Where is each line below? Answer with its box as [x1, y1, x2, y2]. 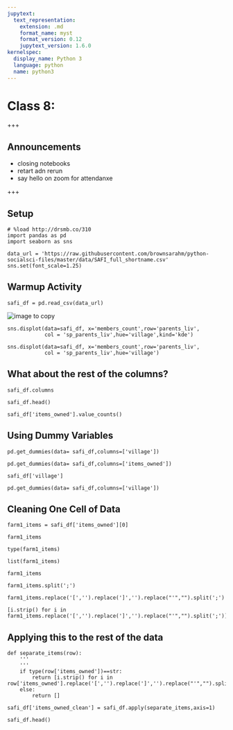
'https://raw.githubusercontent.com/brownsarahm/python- [41, 250, 209, 257]
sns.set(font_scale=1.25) [7, 263, 82, 270]
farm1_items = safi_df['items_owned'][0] [7, 521, 129, 529]
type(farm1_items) [7, 546, 60, 553]
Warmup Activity [7, 281, 82, 293]
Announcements [7, 141, 81, 153]
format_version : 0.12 [19, 36, 82, 43]
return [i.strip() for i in [32, 674, 113, 681]
